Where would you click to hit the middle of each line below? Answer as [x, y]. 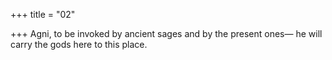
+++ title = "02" [43, 14]
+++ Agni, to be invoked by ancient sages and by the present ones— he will [166, 33]
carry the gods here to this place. [79, 44]
